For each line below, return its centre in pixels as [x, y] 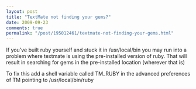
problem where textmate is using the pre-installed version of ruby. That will [97, 56]
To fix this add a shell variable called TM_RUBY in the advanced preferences [98, 74]
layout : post [22, 11]
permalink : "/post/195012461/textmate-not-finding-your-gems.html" [90, 33]
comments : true [25, 28]
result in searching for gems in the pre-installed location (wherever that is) [96, 63]
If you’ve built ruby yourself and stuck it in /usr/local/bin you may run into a [97, 50]
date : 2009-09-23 [27, 22]
